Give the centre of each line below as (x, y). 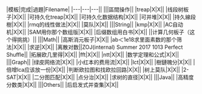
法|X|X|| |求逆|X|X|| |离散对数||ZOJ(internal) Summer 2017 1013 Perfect (95, 47)
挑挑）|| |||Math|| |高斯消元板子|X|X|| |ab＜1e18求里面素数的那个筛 (99, 39)
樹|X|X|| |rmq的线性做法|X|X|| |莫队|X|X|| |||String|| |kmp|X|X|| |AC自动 (95, 24)
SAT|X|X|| (19, 77)
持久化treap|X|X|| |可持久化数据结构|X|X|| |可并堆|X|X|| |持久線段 (115, 17)
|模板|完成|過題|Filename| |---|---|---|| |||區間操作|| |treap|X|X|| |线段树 (95, 9)
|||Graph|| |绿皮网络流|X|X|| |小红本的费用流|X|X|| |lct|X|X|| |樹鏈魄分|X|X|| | (101, 62)
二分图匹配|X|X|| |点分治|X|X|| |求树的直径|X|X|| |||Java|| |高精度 (114, 77)
